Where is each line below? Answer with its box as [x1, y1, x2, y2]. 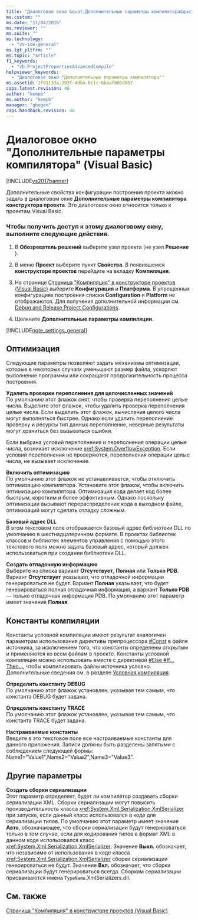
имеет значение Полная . [6, 599, 70, 606]
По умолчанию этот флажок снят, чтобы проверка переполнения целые [6, 396, 189, 403]
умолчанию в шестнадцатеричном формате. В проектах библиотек [6, 531, 176, 538]
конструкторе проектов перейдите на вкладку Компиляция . [14, 267, 170, 275]
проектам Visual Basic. [6, 208, 63, 215]
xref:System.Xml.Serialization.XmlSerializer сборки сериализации [6, 856, 168, 863]
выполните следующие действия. [6, 230, 110, 238]
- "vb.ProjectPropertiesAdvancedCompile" [11, 63, 115, 70]
